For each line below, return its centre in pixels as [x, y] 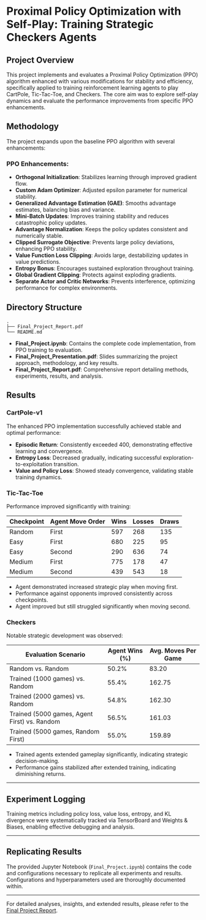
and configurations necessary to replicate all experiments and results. [94, 873]
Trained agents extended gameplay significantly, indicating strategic [101, 754]
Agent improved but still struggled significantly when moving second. [103, 606]
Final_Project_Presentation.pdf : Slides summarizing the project [96, 356]
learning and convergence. [49, 451]
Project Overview [40, 60]
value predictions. [38, 262]
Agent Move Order [78, 521]
